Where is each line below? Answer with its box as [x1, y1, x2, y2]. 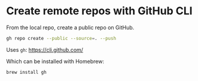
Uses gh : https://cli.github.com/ [6, 46, 84, 53]
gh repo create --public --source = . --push [6, 35, 117, 41]
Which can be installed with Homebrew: [6, 58, 105, 65]
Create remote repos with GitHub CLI [6, 4, 193, 18]
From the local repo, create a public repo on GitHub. [6, 24, 135, 31]
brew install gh [6, 69, 47, 75]
